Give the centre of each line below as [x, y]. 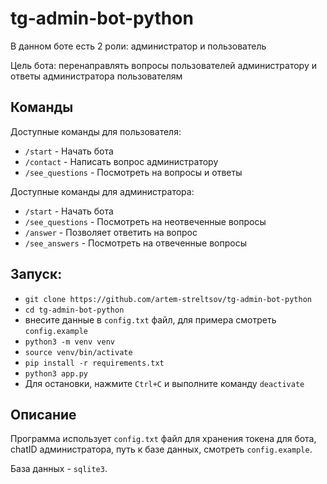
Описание [43, 414]
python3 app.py [56, 373]
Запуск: [36, 274]
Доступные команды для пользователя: [96, 131]
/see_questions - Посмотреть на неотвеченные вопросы [145, 221]
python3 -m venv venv [69, 342]
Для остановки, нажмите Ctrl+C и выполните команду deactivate [164, 383]
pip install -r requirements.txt [94, 363]
